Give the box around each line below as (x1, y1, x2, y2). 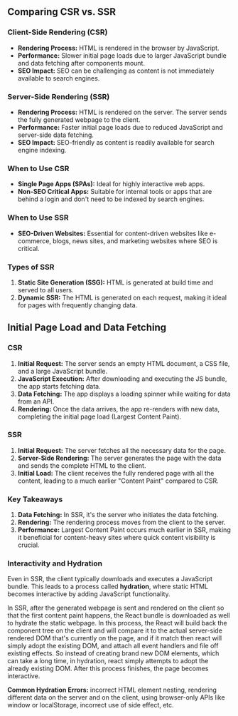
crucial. (17, 541, 40, 549)
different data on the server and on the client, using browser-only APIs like (7, 693, 225, 702)
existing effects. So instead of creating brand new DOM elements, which (7, 649, 220, 658)
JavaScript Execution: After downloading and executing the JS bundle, (17, 374, 227, 383)
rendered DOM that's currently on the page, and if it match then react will (7, 634, 222, 643)
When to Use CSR (7, 163, 70, 173)
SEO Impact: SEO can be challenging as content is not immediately (17, 66, 215, 75)
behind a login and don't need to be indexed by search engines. (17, 195, 205, 203)
